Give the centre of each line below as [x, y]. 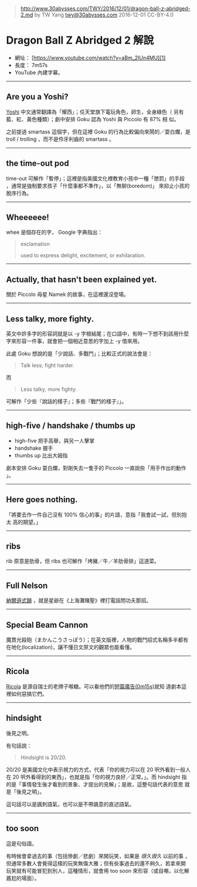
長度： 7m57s [31, 65]
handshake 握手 [34, 448]
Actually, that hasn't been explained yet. [81, 279]
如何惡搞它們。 [29, 693]
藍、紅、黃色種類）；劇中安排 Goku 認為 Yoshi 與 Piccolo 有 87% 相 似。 [93, 119]
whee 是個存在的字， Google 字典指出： [55, 232]
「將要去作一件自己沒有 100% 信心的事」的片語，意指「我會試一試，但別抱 [96, 514]
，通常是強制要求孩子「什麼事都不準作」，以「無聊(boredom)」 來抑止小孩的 [98, 185]
